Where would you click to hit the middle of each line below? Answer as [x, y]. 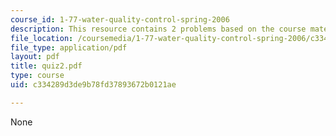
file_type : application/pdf [69, 47]
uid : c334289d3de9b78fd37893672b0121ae [93, 85]
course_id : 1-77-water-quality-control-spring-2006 [120, 19]
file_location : [42, 38]
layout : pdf [35, 57]
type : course [37, 76]
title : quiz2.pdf [46, 66]
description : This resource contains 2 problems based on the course [158, 29]
